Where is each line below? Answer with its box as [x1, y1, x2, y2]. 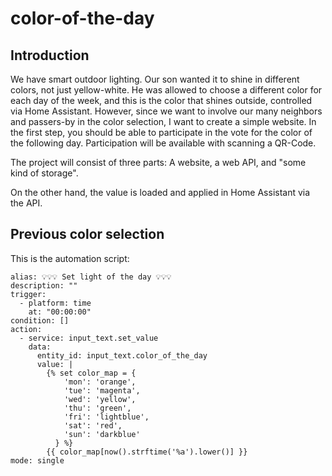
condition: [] [10, 315, 70, 326]
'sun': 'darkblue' [63, 429, 141, 439]
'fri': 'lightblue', [63, 412, 150, 422]
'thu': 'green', [63, 403, 132, 413]
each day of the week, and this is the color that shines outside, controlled [10, 95, 313, 106]
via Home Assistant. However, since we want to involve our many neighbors [10, 105, 323, 117]
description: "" [10, 280, 78, 291]
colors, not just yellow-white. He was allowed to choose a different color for [10, 84, 323, 96]
